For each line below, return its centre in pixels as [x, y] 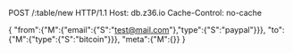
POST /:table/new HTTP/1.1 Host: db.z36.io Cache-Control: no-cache [135, 13]
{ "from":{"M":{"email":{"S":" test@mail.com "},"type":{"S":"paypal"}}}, [137, 30]
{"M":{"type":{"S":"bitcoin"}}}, [64, 39]
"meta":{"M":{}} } [154, 39]
